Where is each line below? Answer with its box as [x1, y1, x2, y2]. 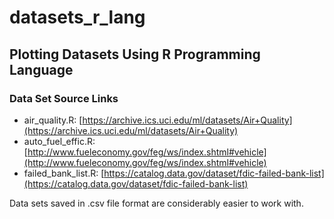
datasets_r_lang [9, 6, 146, 29]
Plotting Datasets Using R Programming [9, 46, 261, 63]
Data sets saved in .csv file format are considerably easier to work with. [9, 197, 304, 209]
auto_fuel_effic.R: [23, 135, 96, 147]
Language [9, 61, 74, 78]
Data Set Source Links [9, 91, 119, 105]
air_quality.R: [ [23, 114, 83, 126]
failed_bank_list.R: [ [23, 167, 105, 179]
